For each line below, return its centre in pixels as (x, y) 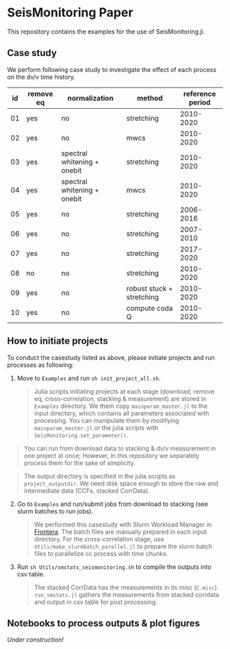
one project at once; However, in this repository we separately (112, 455)
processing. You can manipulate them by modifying (106, 420)
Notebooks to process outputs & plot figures (104, 623)
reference (200, 94)
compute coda (150, 308)
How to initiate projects (57, 341)
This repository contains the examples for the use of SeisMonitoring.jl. (106, 31)
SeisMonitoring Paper (70, 13)
